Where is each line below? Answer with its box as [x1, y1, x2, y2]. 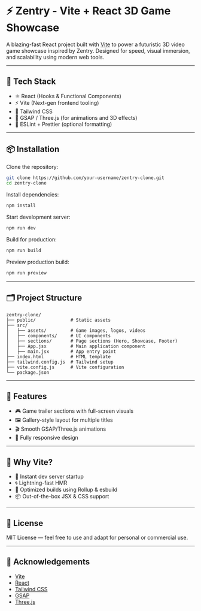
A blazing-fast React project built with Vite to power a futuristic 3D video [6, 41, 185, 48]
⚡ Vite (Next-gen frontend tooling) [14, 99, 99, 106]
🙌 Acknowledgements [6, 557, 90, 567]
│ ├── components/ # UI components [6, 332, 111, 338]
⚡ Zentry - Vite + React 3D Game [6, 4, 171, 18]
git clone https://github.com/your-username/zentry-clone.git [6, 174, 165, 181]
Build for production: [6, 236, 57, 243]
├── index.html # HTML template [6, 353, 111, 359]
